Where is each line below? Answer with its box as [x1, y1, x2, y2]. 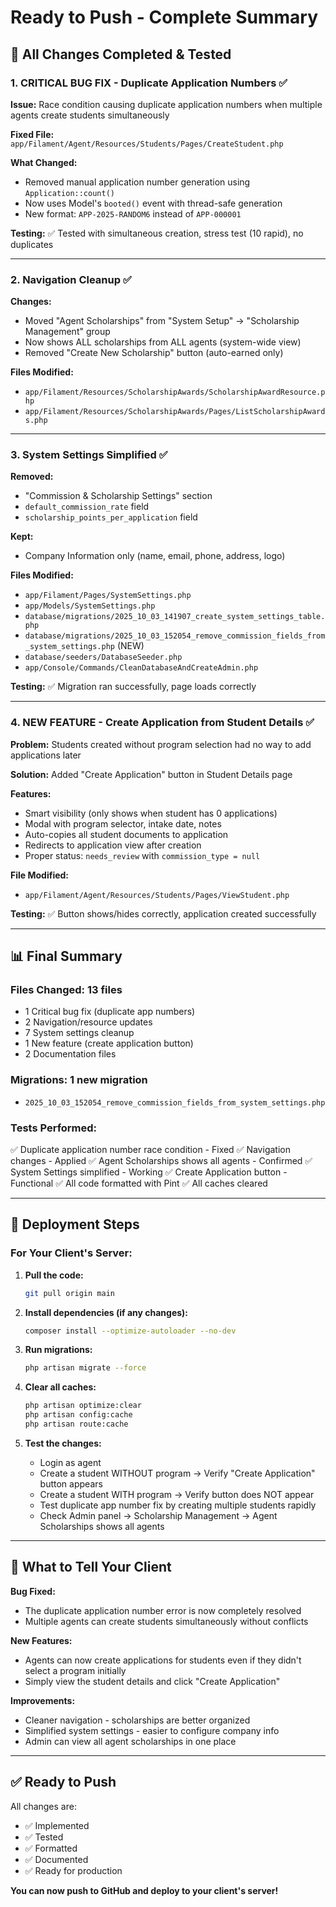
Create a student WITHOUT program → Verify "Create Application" [39, 1467, 316, 1479]
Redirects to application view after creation [24, 839, 202, 851]
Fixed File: [10, 128, 55, 140]
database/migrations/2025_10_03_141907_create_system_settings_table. [24, 612, 326, 622]
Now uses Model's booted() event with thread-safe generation [24, 197, 283, 209]
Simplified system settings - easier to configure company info [24, 1724, 280, 1736]
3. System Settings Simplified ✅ [10, 448, 168, 462]
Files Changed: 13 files [10, 983, 123, 997]
